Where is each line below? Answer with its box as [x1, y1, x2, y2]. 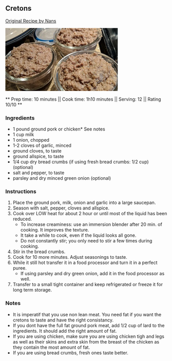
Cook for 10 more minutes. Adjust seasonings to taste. [12, 254, 127, 260]
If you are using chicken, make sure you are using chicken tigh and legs [12, 333, 164, 339]
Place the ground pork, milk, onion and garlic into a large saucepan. [12, 200, 156, 206]
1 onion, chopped [12, 137, 50, 143]
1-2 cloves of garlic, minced [12, 142, 72, 148]
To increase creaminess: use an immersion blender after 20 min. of [20, 221, 163, 227]
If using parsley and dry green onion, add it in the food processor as [20, 271, 165, 277]
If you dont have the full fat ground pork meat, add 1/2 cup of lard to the [12, 322, 165, 328]
